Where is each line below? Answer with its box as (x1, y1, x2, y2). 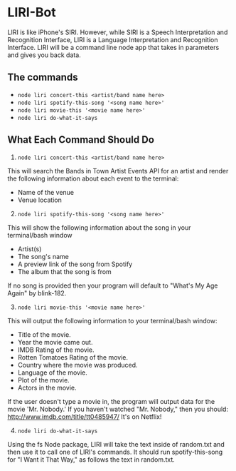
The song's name (17, 252, 69, 260)
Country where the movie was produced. (17, 360, 138, 369)
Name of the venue (17, 188, 75, 196)
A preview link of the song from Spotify (17, 260, 133, 268)
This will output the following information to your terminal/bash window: (7, 316, 218, 325)
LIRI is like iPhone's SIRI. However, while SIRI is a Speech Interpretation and (7, 28, 228, 36)
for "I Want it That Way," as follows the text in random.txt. (7, 455, 176, 464)
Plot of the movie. (17, 375, 70, 384)
